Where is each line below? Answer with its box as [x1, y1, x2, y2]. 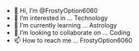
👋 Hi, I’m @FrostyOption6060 [13, 7, 98, 14]
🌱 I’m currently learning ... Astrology [13, 21, 117, 29]
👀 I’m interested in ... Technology [13, 14, 108, 22]
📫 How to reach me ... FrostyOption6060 [13, 37, 133, 44]
